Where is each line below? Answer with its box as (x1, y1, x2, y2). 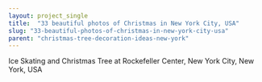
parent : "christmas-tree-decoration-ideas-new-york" (8, 34, 189, 43)
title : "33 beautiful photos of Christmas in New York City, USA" (8, 19, 240, 27)
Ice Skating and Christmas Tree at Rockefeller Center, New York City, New (8, 56, 255, 66)
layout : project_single (8, 11, 89, 20)
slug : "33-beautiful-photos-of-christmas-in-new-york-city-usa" (8, 27, 229, 35)
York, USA (8, 65, 43, 75)
